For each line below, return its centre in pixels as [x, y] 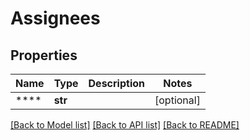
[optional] [177, 100]
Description [116, 83]
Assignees [55, 18]
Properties [44, 55]
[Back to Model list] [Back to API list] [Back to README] [125, 125]
